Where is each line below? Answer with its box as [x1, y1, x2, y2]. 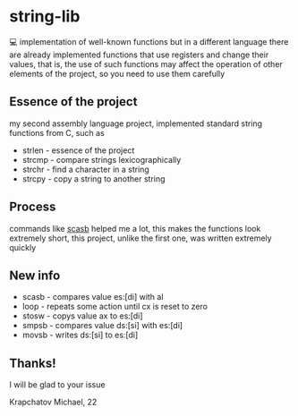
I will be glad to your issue [9, 379, 106, 390]
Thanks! [9, 355, 56, 370]
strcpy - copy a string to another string [21, 173, 166, 184]
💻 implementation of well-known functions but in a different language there [9, 36, 289, 47]
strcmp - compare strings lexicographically [21, 154, 182, 165]
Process [9, 200, 56, 215]
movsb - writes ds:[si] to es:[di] [21, 329, 139, 341]
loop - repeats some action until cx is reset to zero [21, 301, 209, 312]
